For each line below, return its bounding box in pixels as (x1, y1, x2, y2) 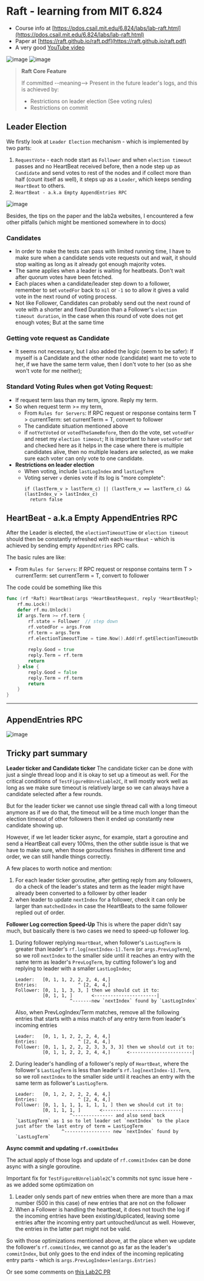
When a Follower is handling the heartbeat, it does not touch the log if (15, 1205, 190, 1213)
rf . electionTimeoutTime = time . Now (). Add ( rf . (28, 635, 146, 641)
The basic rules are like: (6, 554, 66, 561)
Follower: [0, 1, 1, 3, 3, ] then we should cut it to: (15, 987, 160, 993)
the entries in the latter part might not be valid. (15, 1225, 132, 1232)
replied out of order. (15, 909, 66, 916)
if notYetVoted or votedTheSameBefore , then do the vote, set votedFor (24, 428, 194, 436)
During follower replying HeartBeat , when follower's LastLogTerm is (15, 939, 181, 946)
